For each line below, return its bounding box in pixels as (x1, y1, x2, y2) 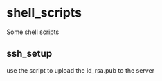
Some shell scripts (6, 28, 60, 36)
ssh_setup (6, 48, 53, 60)
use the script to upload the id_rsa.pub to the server (6, 66, 155, 74)
